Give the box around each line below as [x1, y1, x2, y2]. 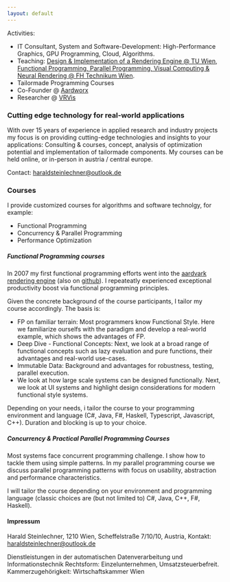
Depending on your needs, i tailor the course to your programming [7, 404, 194, 412]
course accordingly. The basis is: [7, 305, 101, 313]
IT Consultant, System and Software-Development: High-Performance [16, 42, 216, 50]
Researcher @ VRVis [16, 93, 76, 102]
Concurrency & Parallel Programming [16, 229, 122, 237]
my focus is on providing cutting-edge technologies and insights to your [7, 133, 211, 141]
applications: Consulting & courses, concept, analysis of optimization [7, 140, 203, 148]
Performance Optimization [16, 236, 92, 244]
